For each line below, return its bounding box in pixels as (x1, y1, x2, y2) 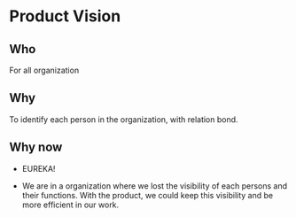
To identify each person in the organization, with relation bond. (9, 113, 238, 125)
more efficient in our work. (21, 199, 120, 210)
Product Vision (9, 6, 121, 27)
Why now (9, 140, 63, 155)
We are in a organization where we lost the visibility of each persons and (21, 180, 288, 191)
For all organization (9, 65, 80, 75)
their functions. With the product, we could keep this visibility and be (21, 190, 273, 200)
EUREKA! (21, 163, 56, 174)
